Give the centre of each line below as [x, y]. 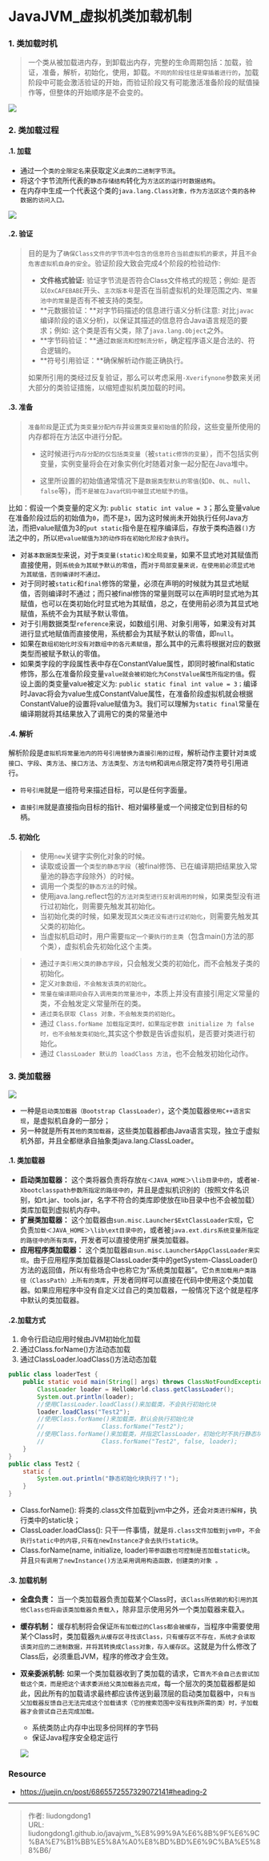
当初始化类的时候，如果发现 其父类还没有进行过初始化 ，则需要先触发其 [149, 916]
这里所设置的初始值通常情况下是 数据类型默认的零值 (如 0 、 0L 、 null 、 [147, 481]
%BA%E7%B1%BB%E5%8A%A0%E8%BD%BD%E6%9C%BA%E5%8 [144, 1842]
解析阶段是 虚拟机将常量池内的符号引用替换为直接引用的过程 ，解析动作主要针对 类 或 [132, 753]
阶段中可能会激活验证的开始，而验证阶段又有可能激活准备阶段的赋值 [140, 83]
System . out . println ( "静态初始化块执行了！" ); [108, 1479]
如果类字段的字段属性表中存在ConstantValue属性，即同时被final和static [137, 664]
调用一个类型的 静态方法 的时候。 [90, 886]
